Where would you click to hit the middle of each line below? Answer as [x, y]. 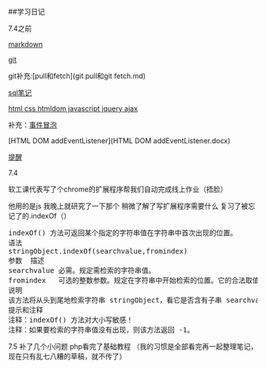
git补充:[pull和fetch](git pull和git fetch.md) [77, 76]
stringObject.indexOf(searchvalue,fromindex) [98, 251]
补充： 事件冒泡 [32, 125]
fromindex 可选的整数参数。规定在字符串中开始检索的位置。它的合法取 [131, 281]
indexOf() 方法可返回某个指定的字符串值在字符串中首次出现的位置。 [123, 233]
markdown [26, 44]
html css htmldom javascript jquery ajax [73, 108]
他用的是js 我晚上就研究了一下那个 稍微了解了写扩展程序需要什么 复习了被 [128, 206]
